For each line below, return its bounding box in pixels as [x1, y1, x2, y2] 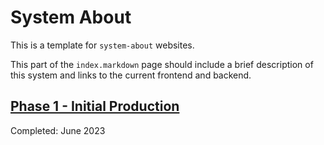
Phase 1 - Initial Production [10, 98, 180, 115]
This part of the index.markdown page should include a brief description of [10, 58, 314, 70]
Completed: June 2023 [10, 124, 106, 136]
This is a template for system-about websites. [10, 39, 195, 51]
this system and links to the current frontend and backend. [10, 69, 252, 81]
